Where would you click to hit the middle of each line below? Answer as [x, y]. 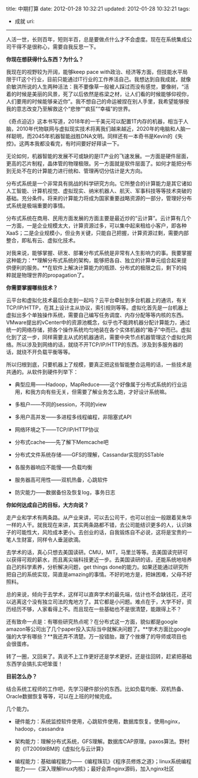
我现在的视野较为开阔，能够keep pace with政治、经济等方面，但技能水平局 [97, 72]
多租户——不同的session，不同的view [61, 404]
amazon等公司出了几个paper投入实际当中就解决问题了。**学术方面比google [98, 629]
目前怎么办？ [22, 676]
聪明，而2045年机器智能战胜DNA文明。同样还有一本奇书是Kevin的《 [94, 136]
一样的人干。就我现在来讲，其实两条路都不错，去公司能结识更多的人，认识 [96, 525]
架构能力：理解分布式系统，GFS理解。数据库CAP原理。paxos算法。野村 [102, 741]
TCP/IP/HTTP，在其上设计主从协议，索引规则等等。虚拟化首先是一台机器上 [97, 307]
